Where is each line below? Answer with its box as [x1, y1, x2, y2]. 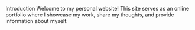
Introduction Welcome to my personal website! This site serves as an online [5, 5, 190, 12]
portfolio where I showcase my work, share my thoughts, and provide [5, 11, 174, 18]
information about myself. [5, 18, 68, 24]
